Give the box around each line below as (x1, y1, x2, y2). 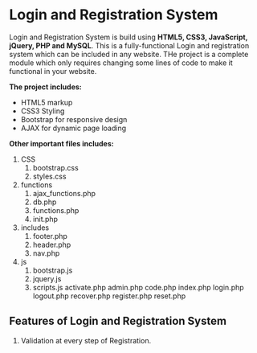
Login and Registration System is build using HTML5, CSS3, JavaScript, (9, 32, 248, 42)
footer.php (32, 231, 67, 240)
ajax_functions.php (32, 188, 96, 198)
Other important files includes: (9, 138, 115, 148)
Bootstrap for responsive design (20, 114, 128, 124)
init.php (32, 214, 59, 224)
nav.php (32, 248, 60, 258)
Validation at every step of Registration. (20, 335, 152, 345)
